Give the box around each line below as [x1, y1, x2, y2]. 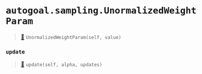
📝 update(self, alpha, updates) [20, 61, 103, 68]
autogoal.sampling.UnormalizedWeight [5, 5, 197, 16]
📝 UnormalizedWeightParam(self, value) [20, 33, 122, 41]
